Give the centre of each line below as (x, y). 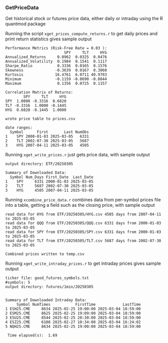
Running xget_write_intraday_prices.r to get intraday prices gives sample (83, 263)
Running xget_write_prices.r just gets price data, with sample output (78, 155)
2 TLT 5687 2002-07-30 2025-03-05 (49, 186)
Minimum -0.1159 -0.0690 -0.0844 (56, 79)
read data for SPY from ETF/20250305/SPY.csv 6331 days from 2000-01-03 (83, 232)
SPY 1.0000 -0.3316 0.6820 (36, 101)
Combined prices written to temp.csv (45, 254)
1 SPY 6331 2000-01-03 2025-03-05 (49, 182)
